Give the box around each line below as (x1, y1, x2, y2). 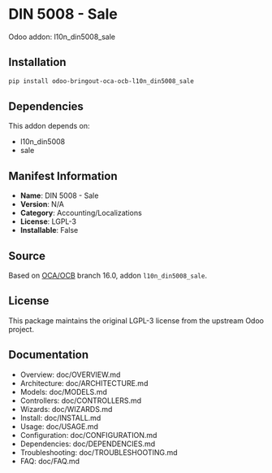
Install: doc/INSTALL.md (19, 413, 101, 423)
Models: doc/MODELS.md (19, 387, 107, 396)
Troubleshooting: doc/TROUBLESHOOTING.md (19, 447, 178, 457)
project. (8, 324, 35, 334)
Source (8, 249, 46, 263)
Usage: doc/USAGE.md (19, 421, 99, 431)
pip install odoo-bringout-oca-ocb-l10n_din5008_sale (8, 77, 195, 85)
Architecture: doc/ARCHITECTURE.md (19, 378, 149, 388)
